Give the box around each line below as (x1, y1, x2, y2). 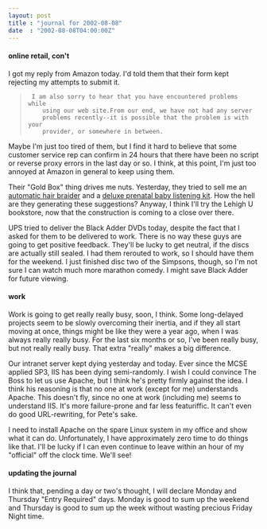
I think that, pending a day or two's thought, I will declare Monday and (8, 486, 237, 496)
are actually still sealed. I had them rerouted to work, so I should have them (8, 248, 254, 258)
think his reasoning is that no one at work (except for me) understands (8, 383, 238, 394)
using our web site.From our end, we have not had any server (42, 107, 253, 115)
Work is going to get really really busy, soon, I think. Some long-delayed (8, 309, 244, 319)
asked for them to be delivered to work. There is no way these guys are (8, 231, 242, 241)
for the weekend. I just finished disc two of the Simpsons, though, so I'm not (8, 256, 258, 266)
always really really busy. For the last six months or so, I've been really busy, (8, 335, 259, 344)
